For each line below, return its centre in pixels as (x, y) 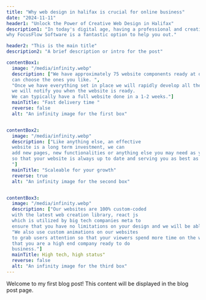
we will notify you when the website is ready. (74, 91)
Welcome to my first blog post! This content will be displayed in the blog (97, 283)
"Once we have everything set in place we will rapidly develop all (101, 85)
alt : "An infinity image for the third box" (70, 266)
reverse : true (30, 176)
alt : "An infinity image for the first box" (70, 114)
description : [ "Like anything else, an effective (76, 141)
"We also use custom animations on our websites (75, 232)
